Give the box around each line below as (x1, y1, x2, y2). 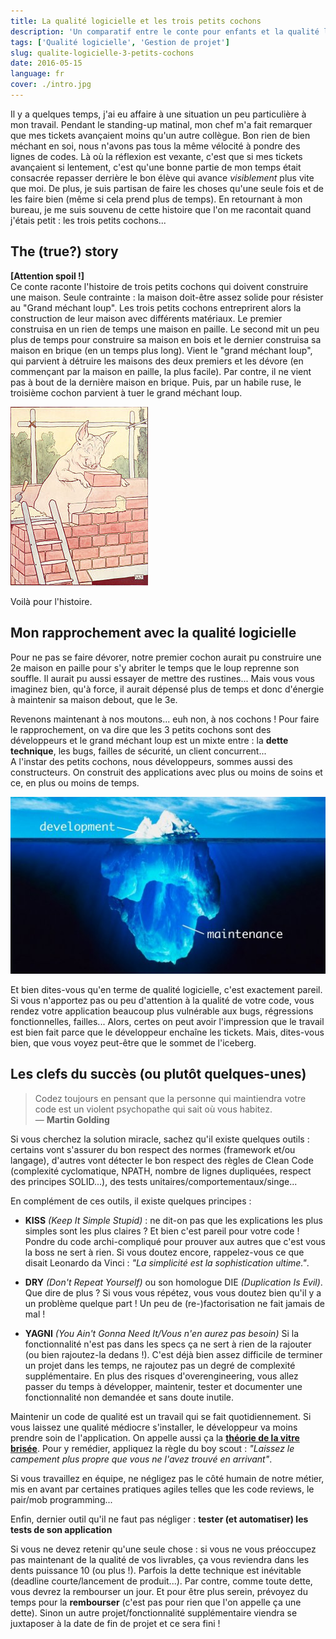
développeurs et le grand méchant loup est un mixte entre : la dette (10, 734, 289, 746)
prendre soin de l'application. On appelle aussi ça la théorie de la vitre (10, 1431, 300, 1444)
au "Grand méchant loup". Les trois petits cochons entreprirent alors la (10, 301, 302, 314)
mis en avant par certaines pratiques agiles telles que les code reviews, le (10, 1483, 315, 1495)
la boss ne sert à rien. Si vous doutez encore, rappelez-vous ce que (24, 1246, 305, 1258)
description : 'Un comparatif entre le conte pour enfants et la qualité (10, 26, 320, 37)
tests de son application (10, 1523, 113, 1535)
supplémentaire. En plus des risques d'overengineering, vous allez (24, 1370, 299, 1382)
